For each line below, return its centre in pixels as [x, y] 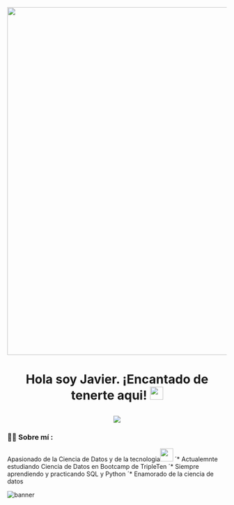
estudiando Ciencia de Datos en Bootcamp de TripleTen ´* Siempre [103, 466]
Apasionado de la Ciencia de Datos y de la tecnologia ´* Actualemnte [112, 459]
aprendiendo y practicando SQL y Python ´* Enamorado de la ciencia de [110, 474]
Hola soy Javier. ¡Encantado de [117, 379]
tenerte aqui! [109, 395]
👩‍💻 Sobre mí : [30, 437]
